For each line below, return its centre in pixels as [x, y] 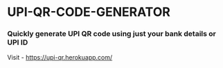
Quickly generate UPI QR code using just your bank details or [111, 34]
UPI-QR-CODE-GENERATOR [89, 12]
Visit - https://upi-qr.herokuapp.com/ [60, 58]
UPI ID [18, 42]
